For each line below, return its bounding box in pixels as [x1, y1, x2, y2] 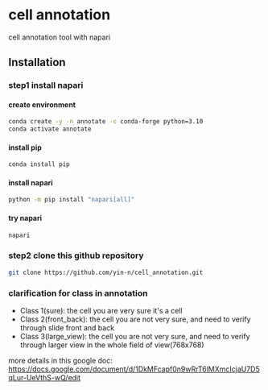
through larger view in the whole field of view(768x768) [19, 340, 204, 350]
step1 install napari [8, 80, 84, 91]
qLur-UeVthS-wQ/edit [8, 372, 81, 382]
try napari [8, 213, 43, 222]
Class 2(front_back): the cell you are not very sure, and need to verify [19, 314, 251, 324]
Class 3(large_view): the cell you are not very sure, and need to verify [19, 331, 251, 341]
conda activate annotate [8, 125, 92, 134]
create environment [8, 99, 76, 110]
